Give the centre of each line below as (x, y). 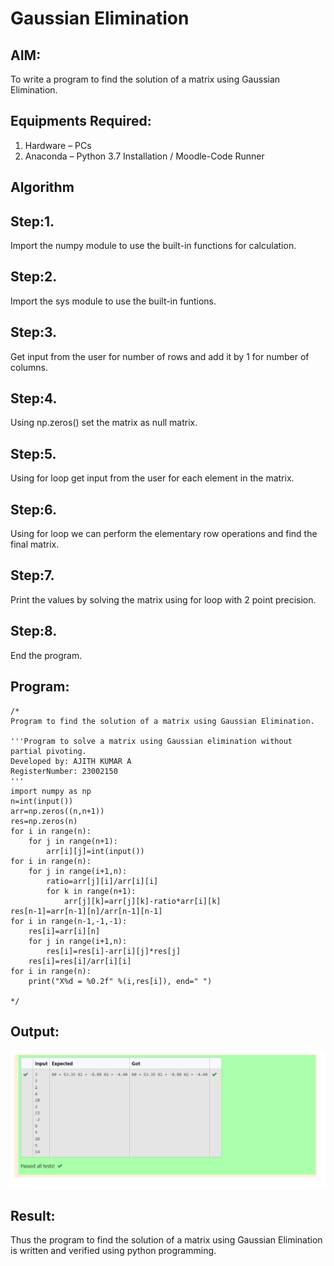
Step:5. (33, 453)
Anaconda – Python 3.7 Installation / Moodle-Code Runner (144, 156)
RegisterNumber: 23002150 (64, 771)
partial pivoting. (48, 751)
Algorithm (42, 187)
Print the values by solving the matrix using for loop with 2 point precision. (163, 599)
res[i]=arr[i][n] (64, 931)
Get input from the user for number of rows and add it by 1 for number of (160, 356)
